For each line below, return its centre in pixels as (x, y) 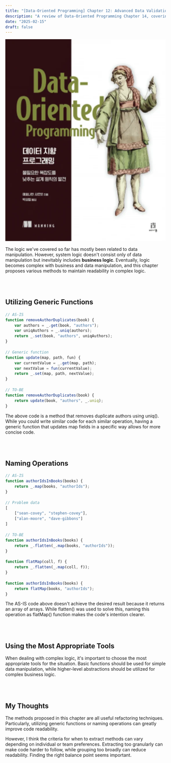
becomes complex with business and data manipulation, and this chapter (82, 265)
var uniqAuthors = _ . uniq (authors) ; (53, 331)
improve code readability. (32, 729)
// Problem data (22, 502)
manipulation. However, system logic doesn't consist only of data (74, 255)
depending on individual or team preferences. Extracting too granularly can (84, 744)
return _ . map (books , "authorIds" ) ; (52, 487)
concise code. (20, 432)
